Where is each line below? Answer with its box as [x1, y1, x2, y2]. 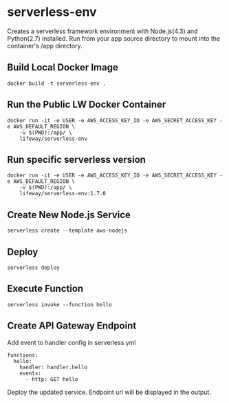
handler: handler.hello [19, 364, 88, 371]
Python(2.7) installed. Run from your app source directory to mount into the [7, 34, 221, 42]
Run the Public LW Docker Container [7, 99, 166, 110]
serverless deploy [7, 264, 60, 271]
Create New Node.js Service [7, 208, 131, 221]
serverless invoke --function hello [7, 301, 112, 308]
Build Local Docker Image [7, 61, 118, 73]
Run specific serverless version [7, 153, 146, 166]
